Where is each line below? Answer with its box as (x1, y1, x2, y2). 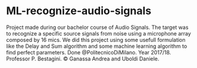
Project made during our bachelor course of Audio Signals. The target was (6, 24, 189, 31)
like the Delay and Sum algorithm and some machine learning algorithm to (6, 43, 187, 50)
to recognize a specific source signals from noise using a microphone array (6, 30, 192, 37)
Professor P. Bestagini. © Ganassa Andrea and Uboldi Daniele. (6, 55, 160, 62)
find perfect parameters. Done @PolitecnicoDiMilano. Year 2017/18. (6, 48, 171, 56)
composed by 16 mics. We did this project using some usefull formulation (6, 36, 186, 43)
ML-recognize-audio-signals (6, 4, 152, 18)
